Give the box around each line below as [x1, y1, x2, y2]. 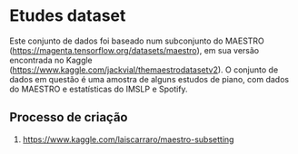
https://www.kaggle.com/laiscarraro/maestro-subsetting [22, 133, 234, 145]
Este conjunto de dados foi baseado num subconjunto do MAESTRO [9, 35, 265, 46]
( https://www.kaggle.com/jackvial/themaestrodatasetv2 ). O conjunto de [9, 64, 279, 75]
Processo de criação [9, 110, 129, 125]
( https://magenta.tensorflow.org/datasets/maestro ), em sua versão [9, 44, 260, 55]
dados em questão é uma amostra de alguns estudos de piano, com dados [9, 73, 289, 84]
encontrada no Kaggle [9, 54, 93, 65]
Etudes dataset [9, 5, 126, 26]
